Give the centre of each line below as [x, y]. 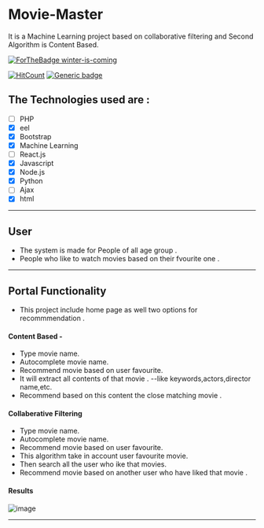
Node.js [32, 172]
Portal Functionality [57, 291]
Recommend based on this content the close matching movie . [121, 396]
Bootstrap [35, 136]
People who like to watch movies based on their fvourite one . [119, 259]
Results [21, 491]
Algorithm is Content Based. [54, 44]
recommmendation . [52, 318]
